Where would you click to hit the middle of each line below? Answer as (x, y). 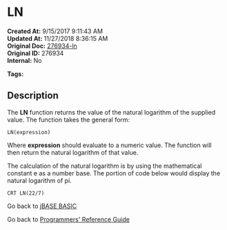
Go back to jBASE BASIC (42, 206)
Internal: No (24, 60)
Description (33, 96)
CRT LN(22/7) (26, 193)
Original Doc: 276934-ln (42, 46)
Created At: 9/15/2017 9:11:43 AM (55, 31)
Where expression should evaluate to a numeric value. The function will (109, 145)
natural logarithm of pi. (40, 180)
